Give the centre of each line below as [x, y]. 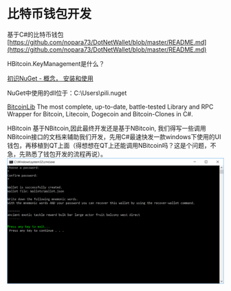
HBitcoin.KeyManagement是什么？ [56, 63]
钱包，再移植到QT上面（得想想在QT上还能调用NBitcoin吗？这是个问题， [109, 145]
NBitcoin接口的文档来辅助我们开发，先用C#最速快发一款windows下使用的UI [114, 137]
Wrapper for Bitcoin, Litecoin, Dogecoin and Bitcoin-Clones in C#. [100, 114]
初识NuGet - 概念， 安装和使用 [51, 78]
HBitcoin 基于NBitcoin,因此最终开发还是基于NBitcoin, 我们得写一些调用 [107, 128]
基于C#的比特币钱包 [35, 34]
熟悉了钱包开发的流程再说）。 [66, 154]
